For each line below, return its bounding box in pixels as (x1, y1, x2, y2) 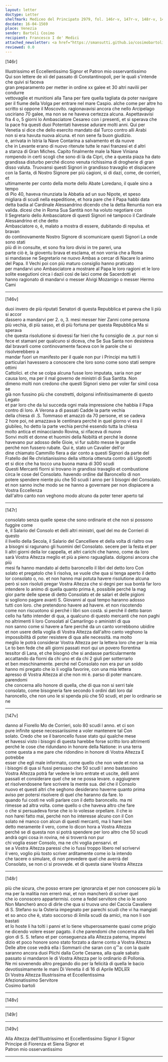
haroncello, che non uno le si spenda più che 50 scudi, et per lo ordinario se (5, 692, 162, 698)
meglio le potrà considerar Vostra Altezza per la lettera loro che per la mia (5, 639, 157, 645)
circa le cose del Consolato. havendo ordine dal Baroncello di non (5, 471, 140, 477)
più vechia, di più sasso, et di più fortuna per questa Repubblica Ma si (5, 322, 148, 328)
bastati (5, 917, 19, 924)
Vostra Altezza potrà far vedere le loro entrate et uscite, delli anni (5, 770, 139, 776)
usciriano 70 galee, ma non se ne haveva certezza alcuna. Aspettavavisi (5, 111, 153, 117)
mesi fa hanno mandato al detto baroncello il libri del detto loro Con (5, 564, 144, 570)
